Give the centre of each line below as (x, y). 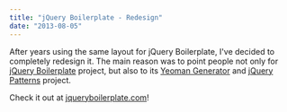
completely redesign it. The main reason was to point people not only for (144, 61)
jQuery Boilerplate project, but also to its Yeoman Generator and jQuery (141, 70)
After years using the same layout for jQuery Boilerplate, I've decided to (142, 51)
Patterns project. (40, 80)
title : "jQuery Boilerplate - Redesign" (86, 17)
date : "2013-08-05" (46, 26)
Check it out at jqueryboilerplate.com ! (80, 97)
